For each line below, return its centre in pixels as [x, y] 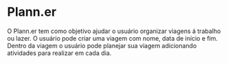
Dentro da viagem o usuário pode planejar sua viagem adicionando [102, 45]
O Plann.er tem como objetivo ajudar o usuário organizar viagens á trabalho [114, 31]
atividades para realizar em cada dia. [59, 53]
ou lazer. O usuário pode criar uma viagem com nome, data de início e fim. [113, 38]
